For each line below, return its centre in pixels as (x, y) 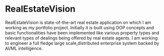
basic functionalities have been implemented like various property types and (82, 33)
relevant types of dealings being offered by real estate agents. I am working (82, 38)
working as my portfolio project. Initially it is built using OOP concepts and (80, 27)
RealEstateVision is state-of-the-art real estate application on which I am (78, 22)
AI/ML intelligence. (24, 48)
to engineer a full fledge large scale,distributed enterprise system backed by (82, 43)
